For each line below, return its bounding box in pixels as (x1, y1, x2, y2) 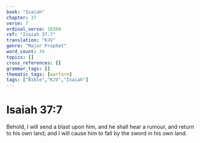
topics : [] (6, 54, 34, 60)
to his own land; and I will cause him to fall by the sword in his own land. (6, 130, 187, 137)
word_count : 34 (6, 49, 45, 55)
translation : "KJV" (6, 37, 56, 43)
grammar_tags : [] (6, 65, 51, 72)
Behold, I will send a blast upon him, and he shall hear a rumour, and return (6, 123, 195, 131)
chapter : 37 (6, 15, 37, 21)
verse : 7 (6, 20, 29, 26)
